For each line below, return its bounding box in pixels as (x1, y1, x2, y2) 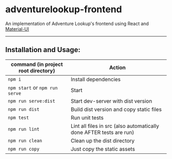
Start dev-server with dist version (71, 97, 153, 104)
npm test (8, 115, 29, 121)
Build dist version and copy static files (71, 106, 162, 113)
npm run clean (8, 138, 42, 144)
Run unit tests (71, 114, 104, 121)
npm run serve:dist (8, 98, 55, 104)
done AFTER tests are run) (71, 129, 135, 136)
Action (109, 64, 126, 71)
